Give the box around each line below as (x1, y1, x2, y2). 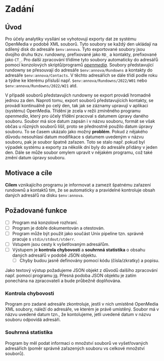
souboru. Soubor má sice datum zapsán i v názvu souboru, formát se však (5, 119, 155, 124)
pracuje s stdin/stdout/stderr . (12, 236, 75, 242)
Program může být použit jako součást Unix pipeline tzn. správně (12, 230, 144, 236)
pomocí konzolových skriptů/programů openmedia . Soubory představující (5, 62, 154, 68)
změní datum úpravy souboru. (5, 155, 66, 160)
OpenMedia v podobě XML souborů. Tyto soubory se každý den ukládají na (5, 41, 158, 47)
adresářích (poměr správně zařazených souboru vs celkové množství (5, 345, 145, 351)
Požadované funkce (5, 207, 68, 215)
